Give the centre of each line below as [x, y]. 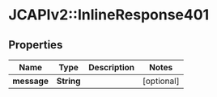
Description [112, 67]
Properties [36, 45]
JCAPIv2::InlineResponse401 [109, 15]
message [30, 81]
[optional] [161, 81]
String [68, 81]
